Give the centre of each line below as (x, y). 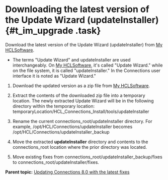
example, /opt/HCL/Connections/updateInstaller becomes (72, 127)
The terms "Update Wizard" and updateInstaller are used (71, 59)
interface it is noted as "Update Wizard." (54, 76)
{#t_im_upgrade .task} (53, 31)
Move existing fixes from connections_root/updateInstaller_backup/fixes (87, 157)
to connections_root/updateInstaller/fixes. (56, 162)
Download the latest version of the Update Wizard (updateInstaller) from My (84, 44)
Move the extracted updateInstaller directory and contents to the (80, 142)
